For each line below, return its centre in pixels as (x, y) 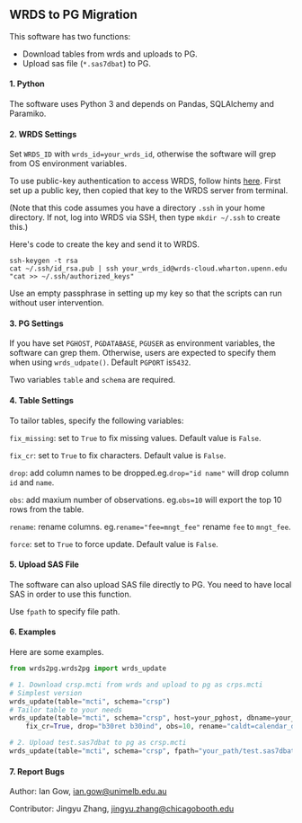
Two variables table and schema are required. (93, 380)
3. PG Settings (37, 323)
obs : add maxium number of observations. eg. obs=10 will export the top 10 (146, 500)
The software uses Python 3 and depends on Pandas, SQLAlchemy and (142, 104)
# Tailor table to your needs (66, 710)
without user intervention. (57, 303)
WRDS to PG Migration (73, 15)
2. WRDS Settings (43, 134)
